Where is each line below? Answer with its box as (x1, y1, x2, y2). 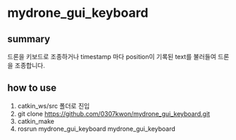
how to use (7, 82, 57, 94)
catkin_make (17, 117, 55, 125)
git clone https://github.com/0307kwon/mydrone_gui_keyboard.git (17, 109, 210, 117)
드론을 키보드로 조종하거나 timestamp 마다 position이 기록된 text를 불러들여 (7, 53, 217, 61)
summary (7, 33, 51, 45)
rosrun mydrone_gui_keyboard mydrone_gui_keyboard (17, 125, 176, 133)
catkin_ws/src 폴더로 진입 (17, 101, 90, 110)
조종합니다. (14, 61, 46, 70)
